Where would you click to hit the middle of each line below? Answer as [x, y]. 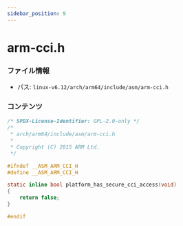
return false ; [40, 198]
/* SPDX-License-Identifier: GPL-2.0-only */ [73, 122]
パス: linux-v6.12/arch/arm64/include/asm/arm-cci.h [93, 87]
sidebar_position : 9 [37, 13]
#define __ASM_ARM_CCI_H [43, 172]
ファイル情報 [29, 70]
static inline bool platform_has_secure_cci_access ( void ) [92, 185]
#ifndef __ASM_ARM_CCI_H [43, 166]
